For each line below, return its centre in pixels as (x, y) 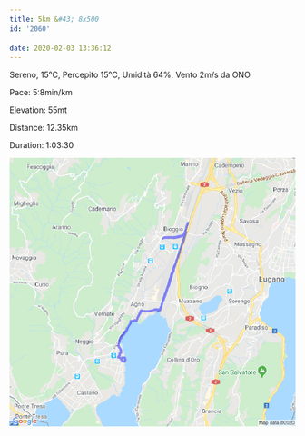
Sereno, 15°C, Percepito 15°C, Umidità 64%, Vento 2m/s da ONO (130, 75)
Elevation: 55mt (39, 110)
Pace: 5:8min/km (41, 93)
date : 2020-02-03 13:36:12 (60, 48)
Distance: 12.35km (44, 128)
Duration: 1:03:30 (42, 145)
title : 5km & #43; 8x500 (54, 19)
